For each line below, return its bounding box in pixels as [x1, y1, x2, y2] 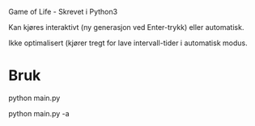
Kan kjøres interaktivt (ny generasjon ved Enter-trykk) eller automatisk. [8, 23, 244, 31]
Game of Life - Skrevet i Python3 [8, 7, 118, 16]
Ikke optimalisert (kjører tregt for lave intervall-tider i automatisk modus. [8, 38, 249, 48]
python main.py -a [8, 108, 70, 118]
